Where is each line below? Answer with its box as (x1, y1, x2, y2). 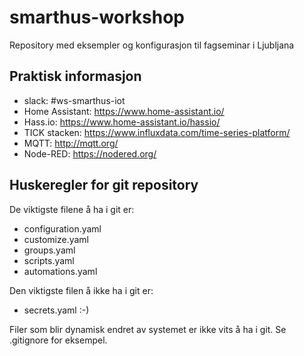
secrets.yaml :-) (23, 304, 90, 316)
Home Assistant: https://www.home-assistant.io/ (23, 105, 225, 117)
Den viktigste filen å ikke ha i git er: (9, 284, 154, 296)
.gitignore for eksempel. (9, 334, 108, 346)
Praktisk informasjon (9, 68, 142, 85)
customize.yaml (23, 233, 89, 245)
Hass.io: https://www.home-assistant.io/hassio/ (23, 116, 221, 128)
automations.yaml (23, 265, 98, 277)
